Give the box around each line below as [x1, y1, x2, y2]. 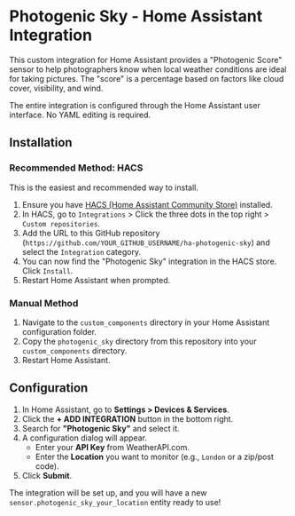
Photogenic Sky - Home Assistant [9, 6, 263, 27]
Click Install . [21, 265, 74, 276]
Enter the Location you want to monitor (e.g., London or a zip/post [35, 451, 275, 462]
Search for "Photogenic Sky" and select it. [21, 423, 180, 433]
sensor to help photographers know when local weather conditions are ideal [9, 64, 287, 75]
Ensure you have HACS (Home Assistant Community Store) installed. [21, 199, 273, 210]
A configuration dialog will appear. [21, 433, 148, 443]
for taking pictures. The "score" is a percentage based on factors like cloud [9, 73, 284, 83]
